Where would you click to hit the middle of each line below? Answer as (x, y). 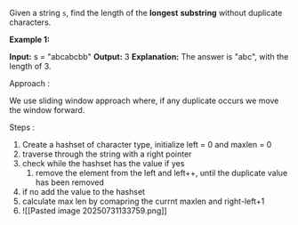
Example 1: (30, 40)
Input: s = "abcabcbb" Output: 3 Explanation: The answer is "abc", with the (149, 56)
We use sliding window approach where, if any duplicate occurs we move (144, 100)
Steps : (22, 127)
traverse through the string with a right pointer (107, 154)
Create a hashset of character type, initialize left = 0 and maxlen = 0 (147, 145)
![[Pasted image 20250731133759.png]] (94, 211)
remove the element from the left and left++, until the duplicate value (161, 173)
